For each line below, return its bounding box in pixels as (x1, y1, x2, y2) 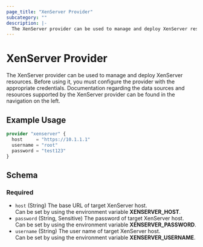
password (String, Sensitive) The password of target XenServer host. (14, 215, 184, 222)
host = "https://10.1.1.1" (11, 136, 91, 143)
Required (6, 188, 34, 196)
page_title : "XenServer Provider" (6, 8, 94, 15)
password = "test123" (11, 147, 66, 154)
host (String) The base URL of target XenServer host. (14, 202, 147, 209)
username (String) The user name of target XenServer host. (14, 228, 161, 235)
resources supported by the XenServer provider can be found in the (6, 91, 175, 98)
